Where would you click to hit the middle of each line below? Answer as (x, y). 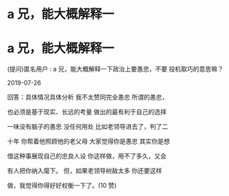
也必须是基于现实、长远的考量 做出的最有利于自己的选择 (87, 112)
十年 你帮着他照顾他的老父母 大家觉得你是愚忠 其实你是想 (89, 141)
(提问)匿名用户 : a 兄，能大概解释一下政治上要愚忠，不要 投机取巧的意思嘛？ (115, 69)
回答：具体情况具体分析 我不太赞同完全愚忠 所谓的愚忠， (88, 97)
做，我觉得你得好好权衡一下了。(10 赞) (62, 186)
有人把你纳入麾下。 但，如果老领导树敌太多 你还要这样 (85, 171)
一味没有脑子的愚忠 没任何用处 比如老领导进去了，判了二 (88, 127)
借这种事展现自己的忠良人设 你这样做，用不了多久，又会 (87, 156)
